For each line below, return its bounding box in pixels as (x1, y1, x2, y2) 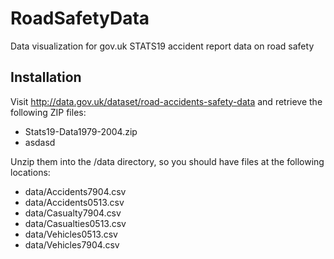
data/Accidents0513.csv (24, 196, 125, 208)
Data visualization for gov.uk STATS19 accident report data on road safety (10, 40, 315, 52)
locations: (10, 166, 51, 178)
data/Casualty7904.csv (24, 207, 122, 219)
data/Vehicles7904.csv (24, 238, 120, 251)
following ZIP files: (10, 106, 87, 118)
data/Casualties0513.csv (24, 217, 127, 229)
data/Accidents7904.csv (24, 185, 127, 197)
